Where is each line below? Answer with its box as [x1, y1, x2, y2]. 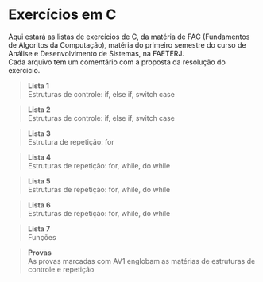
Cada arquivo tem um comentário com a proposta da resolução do [8, 57, 226, 67]
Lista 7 [27, 224, 51, 234]
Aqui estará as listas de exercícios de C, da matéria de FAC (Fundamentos [8, 32, 250, 41]
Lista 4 [27, 153, 52, 162]
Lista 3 [27, 129, 52, 138]
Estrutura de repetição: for [27, 137, 115, 146]
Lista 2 [27, 105, 51, 114]
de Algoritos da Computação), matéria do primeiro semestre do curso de [8, 40, 246, 49]
